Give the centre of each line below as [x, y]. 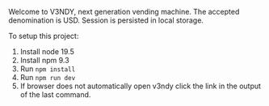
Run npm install [48, 69]
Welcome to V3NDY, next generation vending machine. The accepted [124, 12]
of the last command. [55, 95]
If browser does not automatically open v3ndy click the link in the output [140, 86]
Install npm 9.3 [45, 60]
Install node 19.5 [47, 51]
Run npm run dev [48, 77]
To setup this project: [44, 36]
